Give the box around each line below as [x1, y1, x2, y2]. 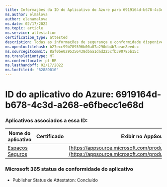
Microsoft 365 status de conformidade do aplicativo [5, 166, 133, 173]
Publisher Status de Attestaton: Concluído [12, 177, 98, 183]
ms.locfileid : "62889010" [5, 68, 59, 73]
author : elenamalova [5, 16, 48, 21]
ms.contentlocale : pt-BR [5, 58, 57, 63]
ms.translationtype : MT [5, 53, 55, 59]
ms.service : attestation [5, 30, 57, 35]
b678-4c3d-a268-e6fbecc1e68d [5, 99, 144, 111]
